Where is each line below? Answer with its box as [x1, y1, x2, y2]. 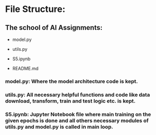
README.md [12, 66, 39, 71]
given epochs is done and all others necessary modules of [5, 117, 149, 124]
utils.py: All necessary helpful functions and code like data [5, 91, 150, 98]
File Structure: [5, 3, 66, 15]
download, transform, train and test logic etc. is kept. [5, 97, 136, 104]
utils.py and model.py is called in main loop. [5, 123, 113, 130]
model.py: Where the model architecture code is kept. [5, 78, 138, 85]
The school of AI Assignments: [5, 23, 103, 32]
